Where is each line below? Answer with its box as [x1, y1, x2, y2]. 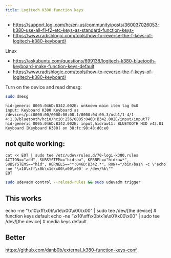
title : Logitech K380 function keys [5, 7, 83, 13]
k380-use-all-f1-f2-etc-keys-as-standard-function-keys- [12, 27, 134, 33]
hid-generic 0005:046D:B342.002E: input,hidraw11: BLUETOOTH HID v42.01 [5, 121, 164, 126]
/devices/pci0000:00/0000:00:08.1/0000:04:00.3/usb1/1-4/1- [5, 112, 137, 117]
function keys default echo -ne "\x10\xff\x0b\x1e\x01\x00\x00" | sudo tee [5, 213, 160, 219]
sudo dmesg [5, 94, 29, 99]
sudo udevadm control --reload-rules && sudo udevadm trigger [5, 180, 141, 185]
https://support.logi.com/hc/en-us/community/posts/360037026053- [12, 21, 160, 28]
